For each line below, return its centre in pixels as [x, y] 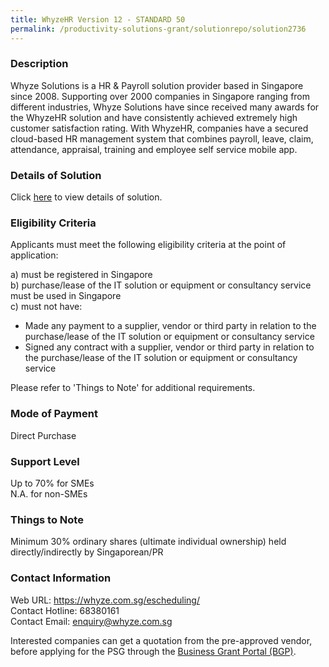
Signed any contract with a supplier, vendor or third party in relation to [169, 347]
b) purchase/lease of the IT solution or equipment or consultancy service [161, 285]
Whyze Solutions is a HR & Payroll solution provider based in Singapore [157, 85]
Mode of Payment [54, 414]
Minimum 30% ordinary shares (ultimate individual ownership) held [148, 542]
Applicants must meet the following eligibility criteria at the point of [148, 245]
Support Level [45, 461]
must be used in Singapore [66, 296]
